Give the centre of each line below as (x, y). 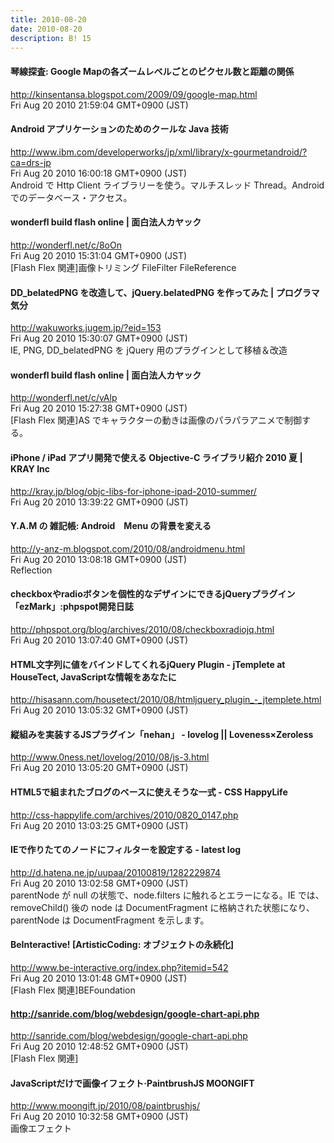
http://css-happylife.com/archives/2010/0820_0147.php (124, 815)
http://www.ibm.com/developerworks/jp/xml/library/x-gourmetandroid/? (159, 152)
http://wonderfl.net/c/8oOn (66, 245)
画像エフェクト (41, 1128)
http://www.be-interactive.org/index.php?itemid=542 (119, 968)
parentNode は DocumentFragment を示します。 (110, 920)
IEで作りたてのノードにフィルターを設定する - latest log (126, 850)
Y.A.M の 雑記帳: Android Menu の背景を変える (111, 526)
